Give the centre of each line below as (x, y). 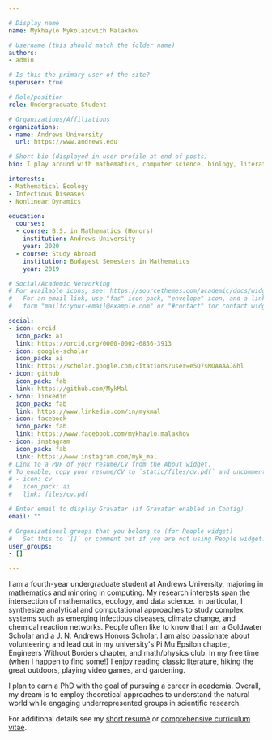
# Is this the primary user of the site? (79, 75)
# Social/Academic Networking (59, 284)
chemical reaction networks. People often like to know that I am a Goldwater (136, 627)
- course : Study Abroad (55, 254)
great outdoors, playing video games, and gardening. (97, 670)
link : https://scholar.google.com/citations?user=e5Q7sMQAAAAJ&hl (130, 366)
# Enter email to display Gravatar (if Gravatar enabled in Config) (126, 509)
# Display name (34, 23)
